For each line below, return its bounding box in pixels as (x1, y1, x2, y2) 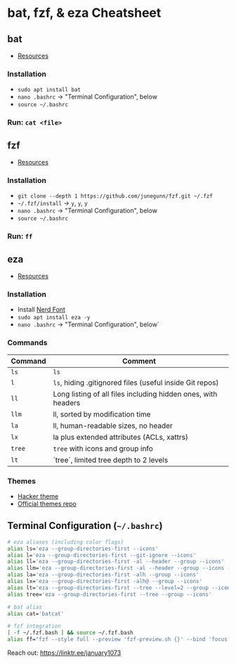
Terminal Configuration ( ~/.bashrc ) (7, 520, 163, 532)
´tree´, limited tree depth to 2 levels (53, 455, 169, 465)
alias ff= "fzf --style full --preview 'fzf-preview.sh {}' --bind (7, 636, 206, 643)
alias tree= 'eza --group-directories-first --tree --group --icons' (7, 591, 212, 598)
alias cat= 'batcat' (7, 610, 65, 617)
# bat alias (7, 604, 42, 611)
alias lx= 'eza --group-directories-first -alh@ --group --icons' (7, 578, 202, 585)
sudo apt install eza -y (17, 314, 91, 321)
